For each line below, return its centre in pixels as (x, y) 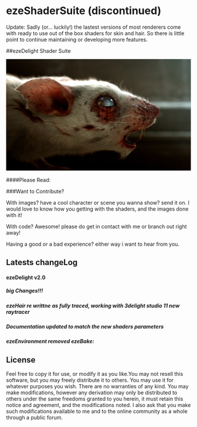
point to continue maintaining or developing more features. (77, 39)
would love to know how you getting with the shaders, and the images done (97, 209)
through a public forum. (35, 418)
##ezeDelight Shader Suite (39, 50)
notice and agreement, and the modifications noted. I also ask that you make (98, 405)
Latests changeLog (42, 262)
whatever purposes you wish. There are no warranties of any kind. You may (97, 387)
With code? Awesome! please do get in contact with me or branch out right (96, 226)
